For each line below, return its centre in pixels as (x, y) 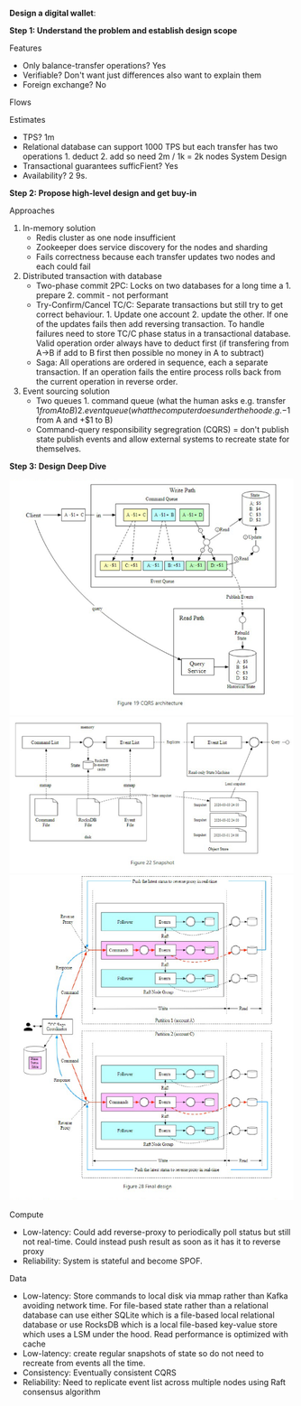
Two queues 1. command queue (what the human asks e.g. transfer (161, 400)
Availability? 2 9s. (55, 176)
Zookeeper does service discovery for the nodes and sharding (152, 247)
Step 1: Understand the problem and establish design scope (123, 30)
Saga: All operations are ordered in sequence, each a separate (152, 362)
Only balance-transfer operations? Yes (94, 65)
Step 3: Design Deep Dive (58, 466)
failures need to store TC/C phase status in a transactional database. (163, 334)
